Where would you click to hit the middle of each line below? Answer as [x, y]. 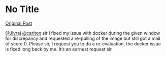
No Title [22, 9]
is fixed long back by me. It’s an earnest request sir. [59, 49]
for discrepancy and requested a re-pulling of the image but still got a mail [83, 38]
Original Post [19, 23]
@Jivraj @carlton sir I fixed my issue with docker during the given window [83, 33]
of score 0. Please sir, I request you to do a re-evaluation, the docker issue [83, 43]
